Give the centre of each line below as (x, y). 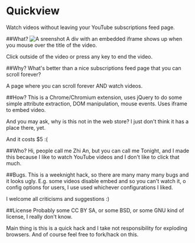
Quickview (33, 11)
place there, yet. (26, 127)
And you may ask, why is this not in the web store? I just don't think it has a (97, 121)
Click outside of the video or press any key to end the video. (79, 56)
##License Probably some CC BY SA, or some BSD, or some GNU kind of (95, 210)
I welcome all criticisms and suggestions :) (58, 199)
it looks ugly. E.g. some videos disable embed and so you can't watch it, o (96, 181)
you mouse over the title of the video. (52, 45)
